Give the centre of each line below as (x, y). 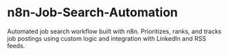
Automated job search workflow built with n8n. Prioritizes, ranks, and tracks (114, 31)
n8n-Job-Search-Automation (93, 13)
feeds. (16, 45)
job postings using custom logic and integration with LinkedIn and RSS (107, 38)
